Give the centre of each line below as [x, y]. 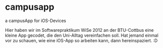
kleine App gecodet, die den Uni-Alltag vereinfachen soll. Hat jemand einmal [82, 35]
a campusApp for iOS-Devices [36, 21]
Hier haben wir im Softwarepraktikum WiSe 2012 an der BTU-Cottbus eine [79, 30]
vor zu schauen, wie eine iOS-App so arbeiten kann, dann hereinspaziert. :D [81, 40]
